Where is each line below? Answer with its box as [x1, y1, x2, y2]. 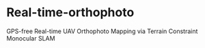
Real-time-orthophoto [6, 5, 135, 20]
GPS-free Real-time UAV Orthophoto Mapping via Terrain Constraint [6, 27, 198, 35]
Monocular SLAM [6, 34, 55, 42]
